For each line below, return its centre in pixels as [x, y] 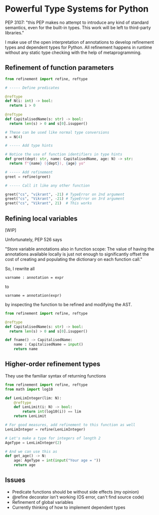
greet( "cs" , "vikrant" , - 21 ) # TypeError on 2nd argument [65, 194]
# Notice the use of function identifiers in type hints [64, 154]
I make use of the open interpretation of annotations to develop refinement [79, 42]
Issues [15, 480]
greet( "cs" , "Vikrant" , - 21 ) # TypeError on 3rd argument [65, 199]
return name [26, 349]
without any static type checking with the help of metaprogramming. [73, 52]
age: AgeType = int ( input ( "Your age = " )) [57, 461]
